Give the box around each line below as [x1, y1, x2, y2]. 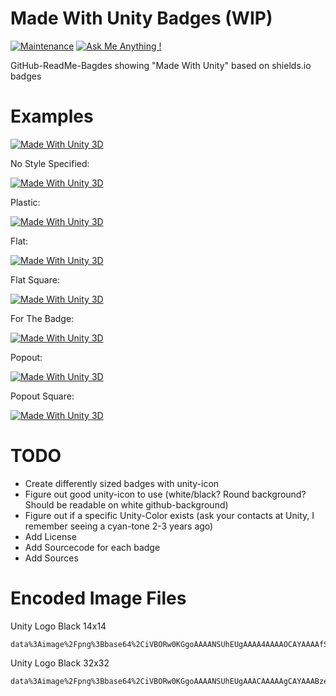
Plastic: [10, 196, 41, 208]
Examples [10, 105, 94, 128]
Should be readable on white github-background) [24, 498, 229, 511]
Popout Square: [10, 390, 75, 402]
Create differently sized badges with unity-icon [24, 477, 220, 489]
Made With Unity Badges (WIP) [10, 7, 273, 30]
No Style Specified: [10, 157, 90, 169]
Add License [24, 530, 77, 542]
